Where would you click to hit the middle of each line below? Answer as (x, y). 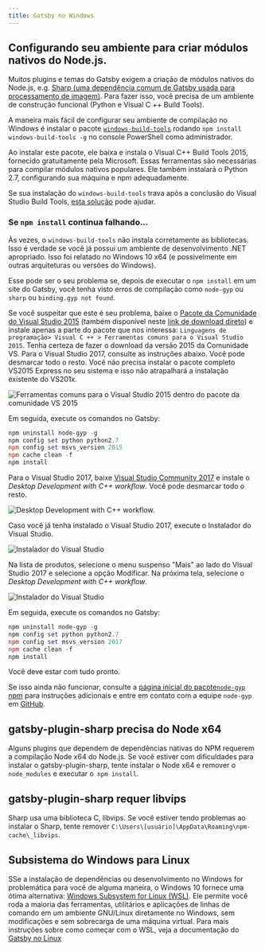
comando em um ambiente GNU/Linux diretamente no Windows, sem (122, 913)
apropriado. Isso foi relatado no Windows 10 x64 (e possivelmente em (123, 256)
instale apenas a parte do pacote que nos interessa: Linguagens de (117, 329)
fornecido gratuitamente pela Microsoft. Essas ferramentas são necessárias (132, 161)
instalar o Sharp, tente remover (59, 826)
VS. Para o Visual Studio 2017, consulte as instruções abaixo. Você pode (127, 353)
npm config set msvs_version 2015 (66, 448)
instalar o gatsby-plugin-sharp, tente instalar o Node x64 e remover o (122, 766)
